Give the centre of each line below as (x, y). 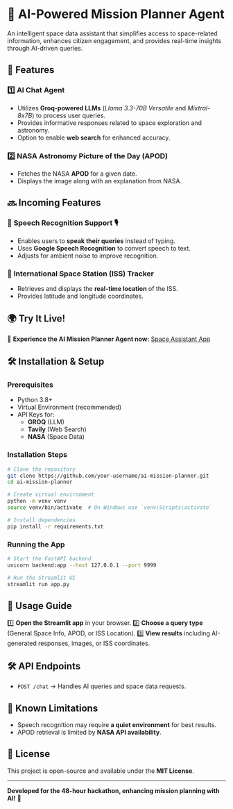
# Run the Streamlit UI (42, 578)
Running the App (36, 544)
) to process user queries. (69, 115)
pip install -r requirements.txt (55, 526)
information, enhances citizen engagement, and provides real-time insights (114, 40)
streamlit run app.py (38, 584)
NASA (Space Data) (56, 437)
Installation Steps (37, 455)
